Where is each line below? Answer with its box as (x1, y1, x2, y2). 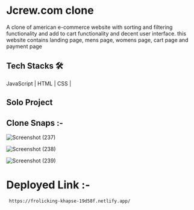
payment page (6, 43, 42, 50)
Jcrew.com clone (6, 4, 95, 17)
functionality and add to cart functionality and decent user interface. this (6, 29, 187, 37)
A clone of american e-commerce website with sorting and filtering (6, 23, 173, 31)
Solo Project (6, 97, 53, 108)
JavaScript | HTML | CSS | (6, 79, 72, 87)
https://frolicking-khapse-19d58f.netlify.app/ (8, 198, 131, 204)
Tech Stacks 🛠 (6, 61, 63, 71)
